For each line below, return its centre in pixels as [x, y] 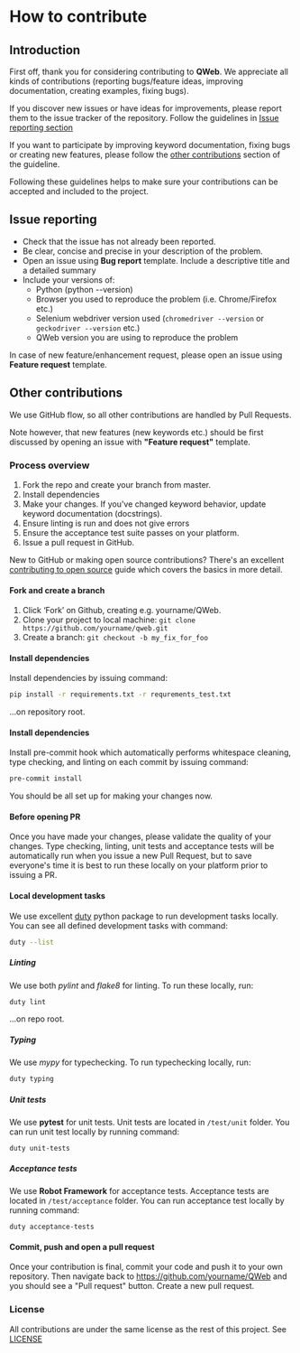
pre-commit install [46, 779]
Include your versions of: [68, 280]
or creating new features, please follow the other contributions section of [145, 154]
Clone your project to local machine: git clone [109, 620]
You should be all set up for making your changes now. [111, 796]
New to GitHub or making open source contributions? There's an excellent [147, 560]
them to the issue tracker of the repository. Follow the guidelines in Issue [144, 118]
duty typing [32, 1079]
